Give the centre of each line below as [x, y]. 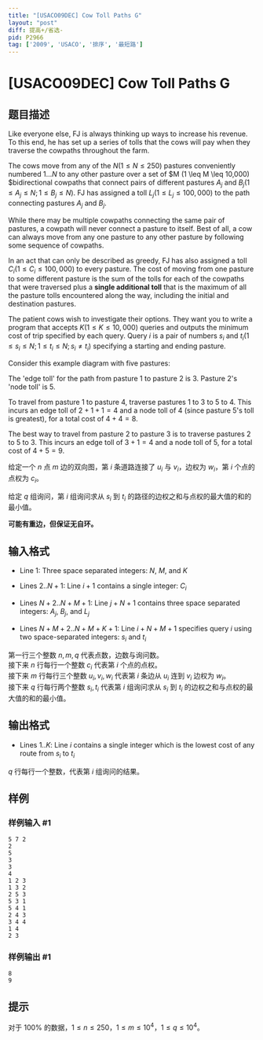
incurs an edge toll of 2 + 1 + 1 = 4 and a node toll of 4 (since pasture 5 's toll [131, 410]
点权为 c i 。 [26, 479]
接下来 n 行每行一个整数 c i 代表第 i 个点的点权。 [85, 665]
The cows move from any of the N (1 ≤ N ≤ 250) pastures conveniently [122, 166]
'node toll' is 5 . [32, 387]
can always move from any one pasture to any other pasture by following [126, 237]
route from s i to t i [47, 754]
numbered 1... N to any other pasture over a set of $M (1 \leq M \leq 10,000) [129, 175]
